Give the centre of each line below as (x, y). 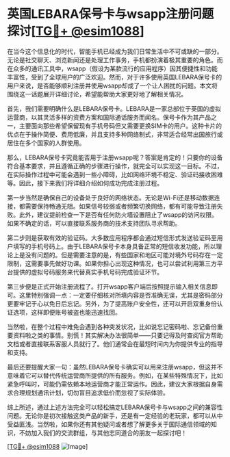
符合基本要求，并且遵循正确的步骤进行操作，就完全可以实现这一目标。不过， (115, 166)
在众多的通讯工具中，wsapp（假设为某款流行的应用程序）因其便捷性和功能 (112, 68)
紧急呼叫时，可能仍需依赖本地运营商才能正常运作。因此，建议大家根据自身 (112, 384)
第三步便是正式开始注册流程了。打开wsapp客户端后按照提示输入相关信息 (110, 286)
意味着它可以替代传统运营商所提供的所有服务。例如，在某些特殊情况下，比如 (115, 375)
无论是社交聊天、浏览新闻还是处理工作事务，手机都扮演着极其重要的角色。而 (115, 60)
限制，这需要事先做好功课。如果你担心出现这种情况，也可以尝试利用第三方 (112, 263)
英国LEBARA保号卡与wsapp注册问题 (111, 14)
